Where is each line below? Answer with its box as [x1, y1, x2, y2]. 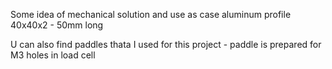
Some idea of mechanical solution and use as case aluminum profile [10, 9, 292, 20]
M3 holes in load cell [10, 49, 96, 61]
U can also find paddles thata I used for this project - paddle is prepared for [10, 39, 322, 50]
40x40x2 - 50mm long [10, 19, 104, 31]
